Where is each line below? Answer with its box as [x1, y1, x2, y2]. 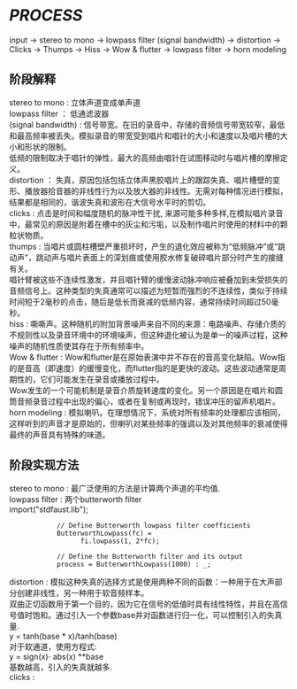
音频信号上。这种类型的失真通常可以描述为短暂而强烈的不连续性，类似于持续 [9, 285, 288, 296]
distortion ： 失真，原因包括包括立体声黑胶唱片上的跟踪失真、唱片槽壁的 [9, 174, 273, 185]
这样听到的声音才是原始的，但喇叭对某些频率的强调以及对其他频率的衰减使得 [9, 418, 288, 429]
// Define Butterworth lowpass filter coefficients [56, 521, 251, 530]
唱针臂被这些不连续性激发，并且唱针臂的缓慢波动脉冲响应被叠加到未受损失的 [9, 274, 288, 284]
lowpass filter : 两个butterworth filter [9, 493, 142, 505]
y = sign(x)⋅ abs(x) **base [9, 651, 104, 662]
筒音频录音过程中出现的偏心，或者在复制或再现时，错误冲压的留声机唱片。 [9, 396, 280, 406]
